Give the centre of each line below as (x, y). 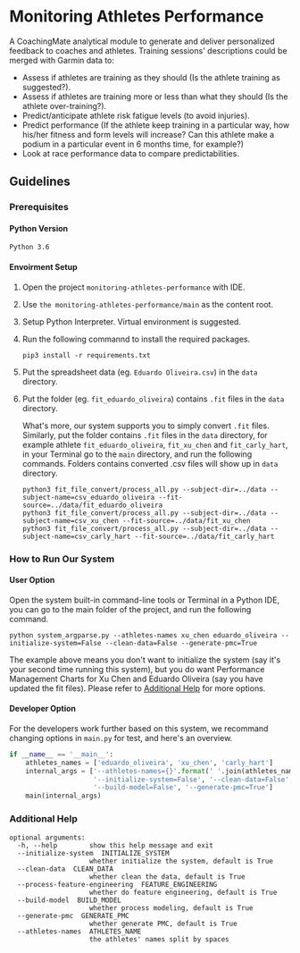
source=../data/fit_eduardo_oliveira (92, 505)
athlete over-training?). (64, 105)
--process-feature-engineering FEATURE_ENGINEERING (117, 884)
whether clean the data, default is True (167, 877)
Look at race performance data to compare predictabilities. (130, 153)
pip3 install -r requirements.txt (86, 355)
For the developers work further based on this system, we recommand (139, 728)
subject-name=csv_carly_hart (76, 536)
